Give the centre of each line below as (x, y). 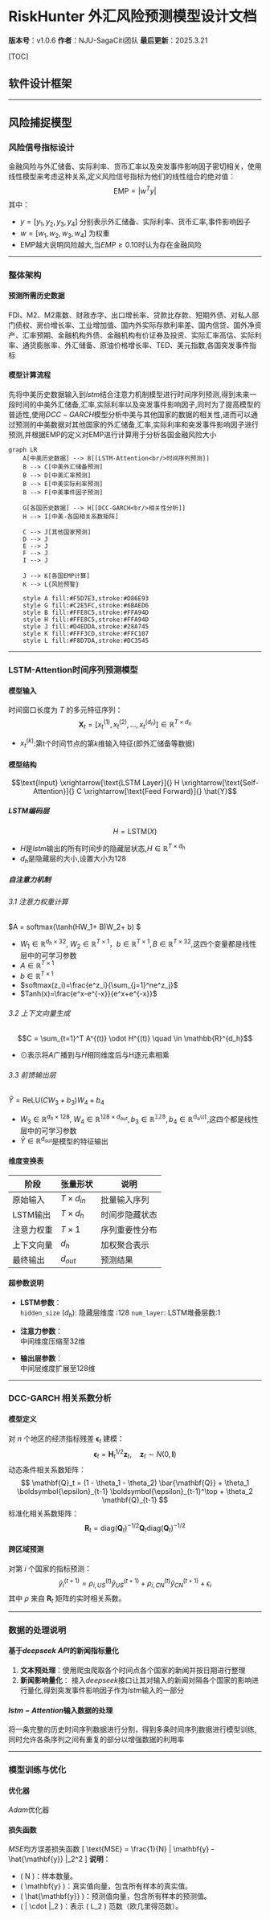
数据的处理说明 (37, 1630)
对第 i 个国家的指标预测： (50, 1569)
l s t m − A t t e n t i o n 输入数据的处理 (61, 1710)
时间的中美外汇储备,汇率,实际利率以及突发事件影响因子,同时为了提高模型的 (138, 405)
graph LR (23, 450)
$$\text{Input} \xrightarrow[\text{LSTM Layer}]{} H (95, 783)
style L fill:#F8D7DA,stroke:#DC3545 (86, 641)
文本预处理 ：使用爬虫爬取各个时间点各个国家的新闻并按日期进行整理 (133, 1670)
